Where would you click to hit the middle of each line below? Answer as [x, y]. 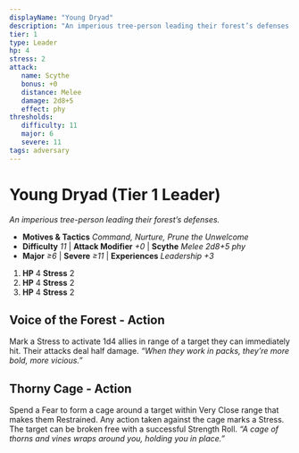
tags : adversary [39, 150]
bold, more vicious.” [46, 361]
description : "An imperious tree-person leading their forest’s [131, 26]
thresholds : [31, 117]
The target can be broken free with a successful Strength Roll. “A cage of [144, 429]
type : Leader [33, 42]
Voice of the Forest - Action [87, 319]
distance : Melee [51, 92]
